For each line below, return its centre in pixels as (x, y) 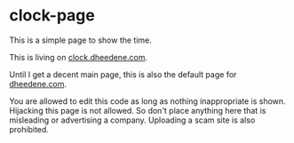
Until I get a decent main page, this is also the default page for (123, 74)
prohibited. (29, 129)
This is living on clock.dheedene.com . (79, 57)
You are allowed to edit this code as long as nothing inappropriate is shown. (147, 101)
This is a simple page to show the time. (81, 40)
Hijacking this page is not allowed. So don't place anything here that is (138, 110)
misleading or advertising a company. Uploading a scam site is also (132, 120)
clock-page (52, 16)
